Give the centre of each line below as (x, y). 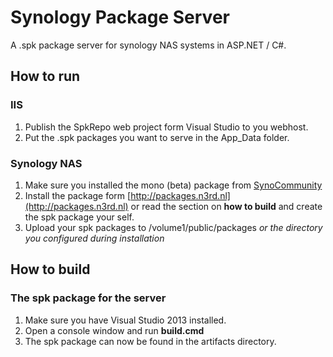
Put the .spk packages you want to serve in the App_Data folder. (157, 137)
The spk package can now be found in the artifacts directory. (150, 341)
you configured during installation (94, 238)
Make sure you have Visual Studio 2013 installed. (125, 320)
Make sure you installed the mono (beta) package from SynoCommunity (173, 185)
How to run (45, 76)
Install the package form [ (78, 195)
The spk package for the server (88, 298)
